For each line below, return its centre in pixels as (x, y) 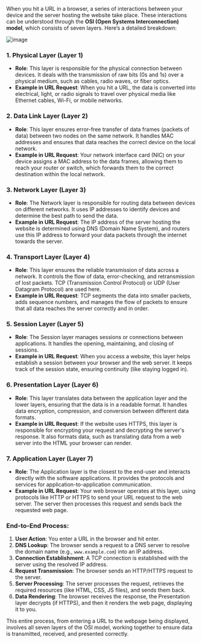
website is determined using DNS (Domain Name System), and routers (102, 228)
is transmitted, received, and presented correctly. (68, 634)
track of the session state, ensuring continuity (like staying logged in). (102, 369)
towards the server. (39, 241)
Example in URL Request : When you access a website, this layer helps (103, 356)
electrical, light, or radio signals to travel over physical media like (95, 94)
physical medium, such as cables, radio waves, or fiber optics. (93, 81)
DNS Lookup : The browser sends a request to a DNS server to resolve (102, 545)
